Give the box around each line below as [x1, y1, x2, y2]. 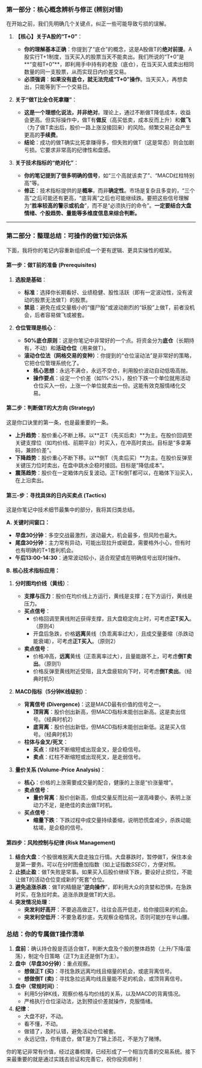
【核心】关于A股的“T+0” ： [14, 33, 83, 40]
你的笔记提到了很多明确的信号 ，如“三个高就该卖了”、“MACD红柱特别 [23, 172, 195, 179]
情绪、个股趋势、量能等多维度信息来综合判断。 [23, 209, 140, 217]
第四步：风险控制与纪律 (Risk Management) [6, 839, 116, 846]
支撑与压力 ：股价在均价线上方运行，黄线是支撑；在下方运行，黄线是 [23, 592, 193, 600]
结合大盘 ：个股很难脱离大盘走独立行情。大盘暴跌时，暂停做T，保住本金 [14, 853, 192, 861]
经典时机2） [46, 716, 76, 723]
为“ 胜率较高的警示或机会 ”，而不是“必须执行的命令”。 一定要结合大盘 [23, 202, 192, 209]
